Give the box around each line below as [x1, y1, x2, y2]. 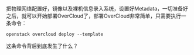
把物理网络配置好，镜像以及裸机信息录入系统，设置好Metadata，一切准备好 [6, 5, 189, 12]
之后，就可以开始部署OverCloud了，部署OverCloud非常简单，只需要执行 [6, 12, 182, 19]
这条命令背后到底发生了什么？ [6, 43, 78, 49]
